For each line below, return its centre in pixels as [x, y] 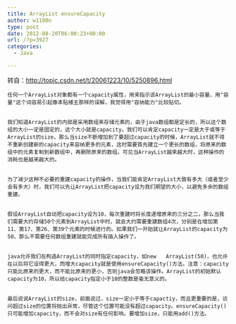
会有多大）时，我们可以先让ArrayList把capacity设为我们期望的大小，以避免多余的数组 [118, 187]
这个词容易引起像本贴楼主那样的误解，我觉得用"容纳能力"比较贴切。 [100, 102]
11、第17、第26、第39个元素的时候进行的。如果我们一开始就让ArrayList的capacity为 [118, 229]
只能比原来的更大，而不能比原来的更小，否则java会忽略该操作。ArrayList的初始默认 [114, 271]
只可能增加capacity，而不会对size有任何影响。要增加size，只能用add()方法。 [108, 313]
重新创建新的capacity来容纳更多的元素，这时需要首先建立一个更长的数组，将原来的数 [119, 144]
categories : [25, 46]
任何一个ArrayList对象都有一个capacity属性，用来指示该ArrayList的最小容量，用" [116, 95]
